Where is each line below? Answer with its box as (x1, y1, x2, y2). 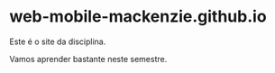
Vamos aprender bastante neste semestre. (9, 53, 168, 64)
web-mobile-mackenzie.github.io (9, 6, 268, 27)
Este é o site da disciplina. (9, 36, 106, 47)
